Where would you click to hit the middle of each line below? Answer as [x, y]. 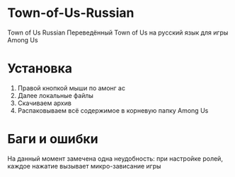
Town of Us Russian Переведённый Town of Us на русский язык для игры [118, 32]
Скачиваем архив [45, 103]
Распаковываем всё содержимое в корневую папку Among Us [113, 110]
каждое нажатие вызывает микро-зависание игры [84, 166]
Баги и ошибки [53, 139]
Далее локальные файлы [56, 95]
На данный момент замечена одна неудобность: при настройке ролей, [115, 158]
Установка [40, 69]
